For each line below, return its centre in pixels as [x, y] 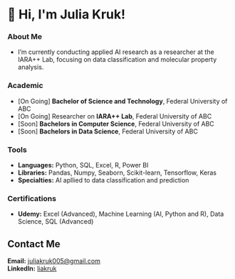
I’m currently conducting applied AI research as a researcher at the [116, 52]
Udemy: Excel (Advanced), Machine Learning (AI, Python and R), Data [121, 214]
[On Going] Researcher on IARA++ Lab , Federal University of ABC [115, 116]
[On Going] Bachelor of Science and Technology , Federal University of [122, 101]
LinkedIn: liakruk [32, 268]
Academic [26, 86]
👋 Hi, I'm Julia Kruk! [67, 15]
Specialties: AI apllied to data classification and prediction [103, 180]
